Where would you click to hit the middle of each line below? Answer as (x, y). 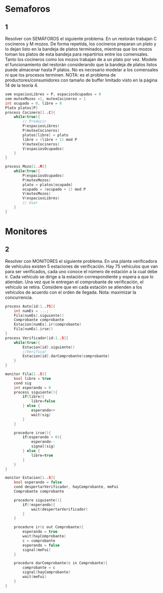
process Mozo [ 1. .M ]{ (26, 167)
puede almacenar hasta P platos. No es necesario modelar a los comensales (81, 70)
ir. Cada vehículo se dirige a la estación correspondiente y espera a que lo (79, 277)
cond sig (23, 383)
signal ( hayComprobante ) (46, 572)
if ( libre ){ (34, 397)
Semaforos (28, 9)
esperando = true (40, 532)
